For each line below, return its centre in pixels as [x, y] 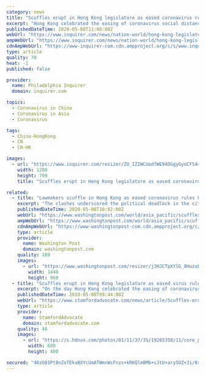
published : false [28, 69]
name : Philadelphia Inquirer [49, 86]
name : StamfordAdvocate [53, 317]
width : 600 [42, 346]
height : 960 [44, 278]
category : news [26, 12]
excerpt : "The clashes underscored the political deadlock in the [103, 204]
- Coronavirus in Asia [41, 114]
